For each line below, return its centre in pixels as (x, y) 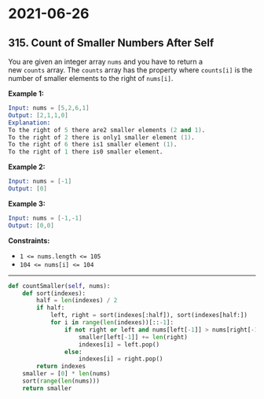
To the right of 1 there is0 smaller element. (86, 152)
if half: (51, 308)
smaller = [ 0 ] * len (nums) (66, 374)
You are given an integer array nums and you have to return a (105, 61)
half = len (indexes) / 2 (77, 301)
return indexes (61, 367)
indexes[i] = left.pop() (119, 344)
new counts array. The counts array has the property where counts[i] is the (130, 70)
